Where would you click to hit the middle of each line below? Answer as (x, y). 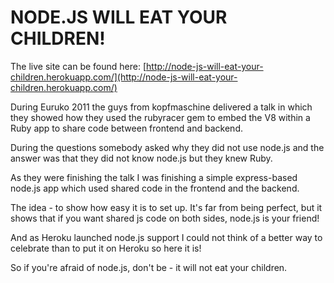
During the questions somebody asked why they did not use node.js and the (167, 147)
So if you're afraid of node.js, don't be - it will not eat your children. (149, 267)
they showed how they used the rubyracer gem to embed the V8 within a (160, 117)
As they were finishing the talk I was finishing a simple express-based (154, 177)
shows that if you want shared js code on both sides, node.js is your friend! (165, 218)
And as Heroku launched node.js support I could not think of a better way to (166, 237)
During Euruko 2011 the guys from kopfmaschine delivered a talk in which (161, 107)
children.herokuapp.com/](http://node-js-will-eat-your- (124, 77)
